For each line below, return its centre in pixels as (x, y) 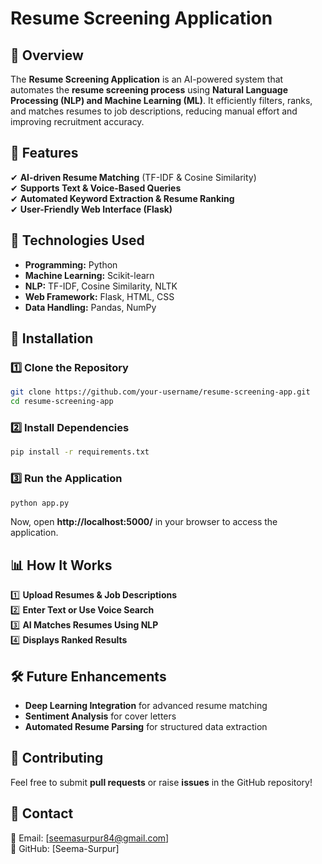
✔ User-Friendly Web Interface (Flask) (91, 209)
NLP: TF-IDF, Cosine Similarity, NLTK (101, 286)
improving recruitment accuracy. (77, 121)
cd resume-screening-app (62, 402)
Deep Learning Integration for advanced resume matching (146, 706)
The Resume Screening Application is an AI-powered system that (147, 79)
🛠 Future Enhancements (88, 676)
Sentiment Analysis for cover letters (100, 716)
